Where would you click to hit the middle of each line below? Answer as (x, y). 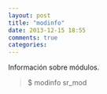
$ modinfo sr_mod (57, 83)
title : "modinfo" (37, 23)
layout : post (30, 15)
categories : (28, 45)
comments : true (33, 38)
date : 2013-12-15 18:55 (47, 30)
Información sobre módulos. (54, 67)
